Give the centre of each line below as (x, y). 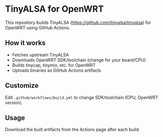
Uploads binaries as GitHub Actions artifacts (56, 70)
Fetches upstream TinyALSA (40, 55)
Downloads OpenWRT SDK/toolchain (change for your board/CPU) (79, 60)
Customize (22, 86)
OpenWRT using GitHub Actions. (38, 27)
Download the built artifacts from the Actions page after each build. (72, 130)
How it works (25, 43)
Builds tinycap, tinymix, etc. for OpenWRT (54, 65)
